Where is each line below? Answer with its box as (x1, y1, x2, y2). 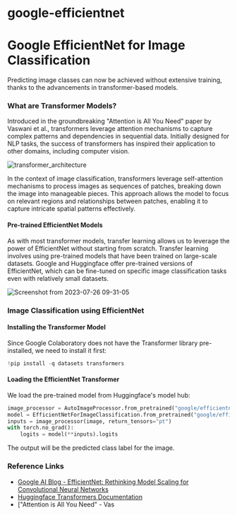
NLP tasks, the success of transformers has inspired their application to (7, 139, 216, 148)
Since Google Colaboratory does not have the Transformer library (7, 338, 198, 347)
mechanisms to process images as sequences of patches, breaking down (7, 182, 221, 190)
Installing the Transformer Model (7, 323, 106, 332)
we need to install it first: (35, 346, 107, 354)
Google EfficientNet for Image (7, 37, 186, 54)
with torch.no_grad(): (7, 424, 74, 432)
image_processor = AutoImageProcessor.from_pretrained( (7, 405, 175, 412)
